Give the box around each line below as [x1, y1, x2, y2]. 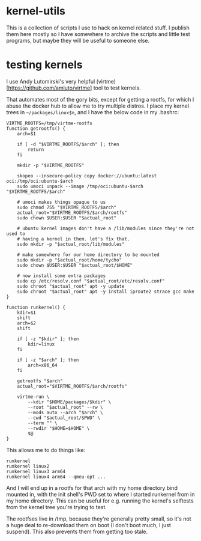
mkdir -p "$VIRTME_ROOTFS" [17, 162, 85, 168]
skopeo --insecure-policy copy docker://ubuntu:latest [17, 173, 157, 179]
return [28, 146, 44, 153]
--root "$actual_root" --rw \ [28, 404, 103, 410]
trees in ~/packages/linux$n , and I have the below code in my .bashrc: [6, 108, 179, 115]
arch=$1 [17, 130, 36, 136]
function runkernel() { [6, 304, 66, 310]
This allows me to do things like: [6, 446, 86, 453]
